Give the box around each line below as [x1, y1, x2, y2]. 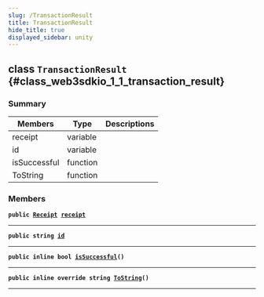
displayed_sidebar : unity [8, 33, 93, 42]
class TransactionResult [8, 62, 127, 75]
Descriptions [104, 118, 155, 129]
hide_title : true [8, 26, 65, 34]
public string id [8, 232, 65, 240]
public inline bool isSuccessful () [8, 253, 125, 261]
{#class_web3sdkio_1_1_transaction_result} [8, 74, 225, 88]
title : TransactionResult [8, 19, 93, 27]
